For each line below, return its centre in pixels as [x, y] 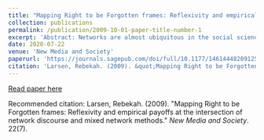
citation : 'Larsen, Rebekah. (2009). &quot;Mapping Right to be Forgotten [133, 66]
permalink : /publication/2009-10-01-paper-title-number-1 [105, 30]
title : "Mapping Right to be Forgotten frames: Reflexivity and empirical [133, 15]
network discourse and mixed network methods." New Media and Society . [128, 120]
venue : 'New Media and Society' [61, 52]
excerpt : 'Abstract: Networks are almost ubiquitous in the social [121, 37]
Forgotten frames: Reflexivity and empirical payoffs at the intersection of [125, 112]
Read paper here [35, 88]
